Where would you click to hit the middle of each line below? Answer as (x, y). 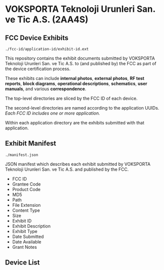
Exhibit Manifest (31, 143)
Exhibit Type (25, 231)
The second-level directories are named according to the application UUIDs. (82, 108)
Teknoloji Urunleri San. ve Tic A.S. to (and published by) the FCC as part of (81, 63)
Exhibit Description (31, 226)
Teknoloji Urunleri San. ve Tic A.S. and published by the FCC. (67, 169)
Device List (23, 263)
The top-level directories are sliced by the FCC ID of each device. (71, 98)
